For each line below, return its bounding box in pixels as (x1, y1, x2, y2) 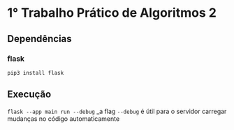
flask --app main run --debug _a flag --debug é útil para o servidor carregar (7, 107, 227, 115)
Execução (7, 89, 52, 101)
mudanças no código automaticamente (7, 114, 120, 123)
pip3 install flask (7, 69, 64, 76)
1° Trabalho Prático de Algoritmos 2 (7, 5, 217, 21)
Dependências (7, 33, 72, 45)
